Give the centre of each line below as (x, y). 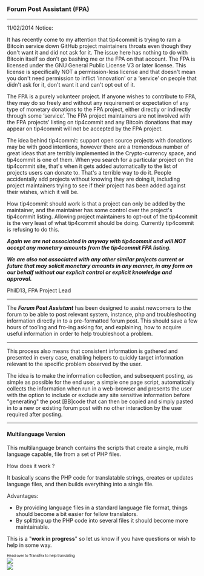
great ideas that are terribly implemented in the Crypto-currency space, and (101, 153)
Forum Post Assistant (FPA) (48, 9)
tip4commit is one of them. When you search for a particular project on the (100, 160)
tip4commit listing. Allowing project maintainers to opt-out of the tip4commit (102, 216)
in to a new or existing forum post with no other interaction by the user (95, 408)
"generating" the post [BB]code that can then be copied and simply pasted (100, 401)
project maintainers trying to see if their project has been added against (96, 186)
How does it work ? (31, 466)
